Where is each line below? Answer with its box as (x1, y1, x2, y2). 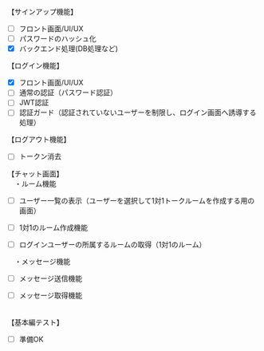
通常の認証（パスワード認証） (18, 88, 117, 97)
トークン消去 (18, 152, 61, 161)
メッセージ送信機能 (18, 274, 83, 283)
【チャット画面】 (7, 168, 64, 178)
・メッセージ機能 (14, 256, 71, 266)
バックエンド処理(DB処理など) (18, 44, 119, 53)
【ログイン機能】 (7, 61, 64, 70)
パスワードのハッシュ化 (18, 34, 97, 44)
